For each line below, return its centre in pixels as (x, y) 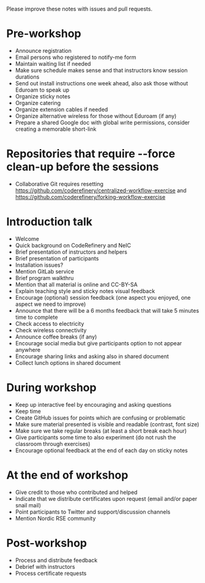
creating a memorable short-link (56, 129)
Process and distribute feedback (56, 560)
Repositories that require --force (91, 154)
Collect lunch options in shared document (68, 362)
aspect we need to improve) (50, 304)
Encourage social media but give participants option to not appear (99, 343)
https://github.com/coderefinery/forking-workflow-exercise (90, 197)
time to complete (36, 317)
